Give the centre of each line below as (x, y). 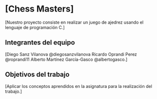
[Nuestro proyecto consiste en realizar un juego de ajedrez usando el (74, 22)
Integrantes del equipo (40, 43)
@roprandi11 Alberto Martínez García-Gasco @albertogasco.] (66, 59)
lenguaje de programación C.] (35, 27)
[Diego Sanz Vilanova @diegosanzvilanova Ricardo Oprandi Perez (71, 54)
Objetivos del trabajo (37, 75)
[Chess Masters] (39, 9)
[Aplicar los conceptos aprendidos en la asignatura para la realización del (78, 86)
